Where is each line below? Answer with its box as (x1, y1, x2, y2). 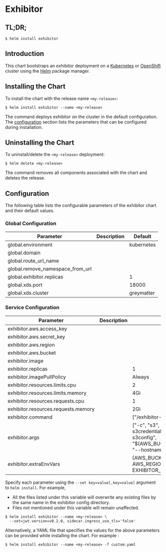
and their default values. (5, 208, 55, 213)
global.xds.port (7, 281, 43, 288)
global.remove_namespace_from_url (7, 265, 92, 272)
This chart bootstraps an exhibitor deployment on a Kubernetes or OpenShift (5, 63, 161, 69)
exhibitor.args (7, 434, 40, 441)
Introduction (5, 49, 44, 58)
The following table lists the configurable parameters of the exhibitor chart (5, 203, 157, 209)
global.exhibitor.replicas (7, 273, 63, 280)
